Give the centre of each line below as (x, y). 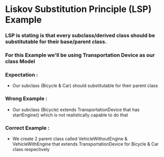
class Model (20, 61)
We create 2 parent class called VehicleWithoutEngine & (70, 138)
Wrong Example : (26, 98)
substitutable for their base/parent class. (56, 42)
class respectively (31, 149)
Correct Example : (27, 127)
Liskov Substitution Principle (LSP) (79, 9)
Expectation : (22, 74)
